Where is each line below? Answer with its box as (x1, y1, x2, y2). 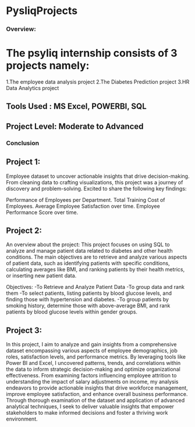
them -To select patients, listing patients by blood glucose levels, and (6, 290, 172, 297)
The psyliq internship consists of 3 (6, 47, 178, 60)
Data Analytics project (6, 85, 59, 92)
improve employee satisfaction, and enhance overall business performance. (6, 391, 188, 398)
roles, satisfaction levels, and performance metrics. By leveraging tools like (6, 353, 186, 360)
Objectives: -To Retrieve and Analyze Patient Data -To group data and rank (6, 284, 185, 291)
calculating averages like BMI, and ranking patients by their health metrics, (6, 266, 185, 273)
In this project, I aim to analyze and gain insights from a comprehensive (6, 341, 177, 348)
